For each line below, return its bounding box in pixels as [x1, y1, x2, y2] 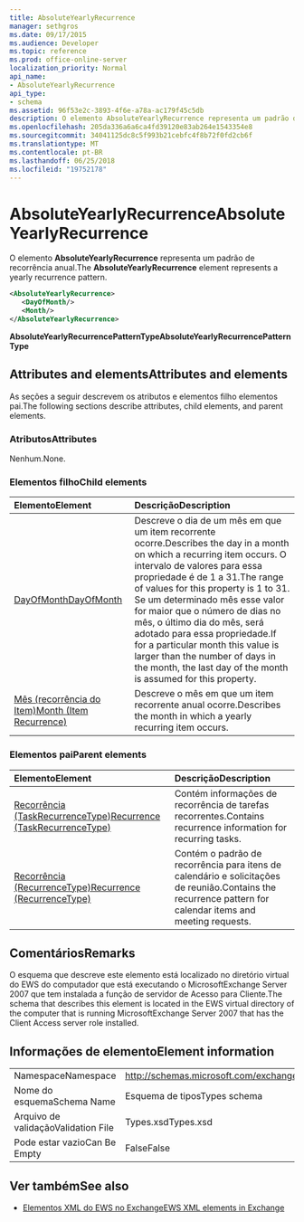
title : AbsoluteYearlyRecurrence [9, 13, 136, 23]
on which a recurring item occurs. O [134, 548, 287, 561]
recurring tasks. [174, 832, 242, 845]
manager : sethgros [9, 22, 79, 31]
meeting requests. [174, 914, 252, 927]
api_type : [9, 89, 47, 98]
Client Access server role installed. [9, 1018, 139, 1028]
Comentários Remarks [9, 945, 136, 961]
